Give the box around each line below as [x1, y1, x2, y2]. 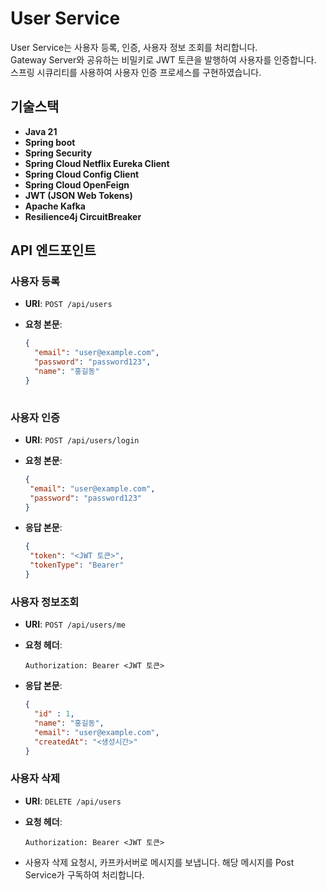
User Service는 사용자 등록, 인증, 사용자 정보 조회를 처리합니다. [10, 41, 258, 53]
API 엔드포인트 [10, 242, 97, 259]
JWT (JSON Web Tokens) [24, 189, 133, 201]
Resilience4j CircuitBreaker [24, 210, 142, 222]
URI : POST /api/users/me [24, 618, 127, 631]
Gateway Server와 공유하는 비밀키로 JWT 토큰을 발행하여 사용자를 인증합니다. [10, 53, 317, 66]
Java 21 [24, 125, 58, 137]
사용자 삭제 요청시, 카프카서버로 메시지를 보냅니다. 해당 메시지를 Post [24, 856, 295, 868]
